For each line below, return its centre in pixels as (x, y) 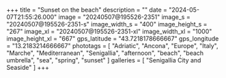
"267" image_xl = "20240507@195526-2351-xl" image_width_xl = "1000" (109, 31)
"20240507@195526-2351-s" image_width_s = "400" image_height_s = (107, 24)
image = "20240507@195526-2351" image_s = (124, 17)
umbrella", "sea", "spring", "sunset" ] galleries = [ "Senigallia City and (104, 60)
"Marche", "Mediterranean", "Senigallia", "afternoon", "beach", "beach (105, 53)
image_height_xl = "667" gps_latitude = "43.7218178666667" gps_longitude (113, 39)
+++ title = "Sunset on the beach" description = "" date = (87, 10)
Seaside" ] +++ (28, 67)
